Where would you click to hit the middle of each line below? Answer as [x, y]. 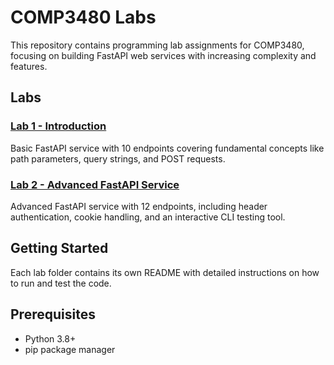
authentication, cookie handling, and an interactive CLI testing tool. [148, 217]
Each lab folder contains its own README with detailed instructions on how [165, 272]
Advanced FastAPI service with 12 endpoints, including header [139, 206]
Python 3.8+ [50, 338]
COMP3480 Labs [83, 17]
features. [29, 66]
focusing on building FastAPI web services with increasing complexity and [163, 55]
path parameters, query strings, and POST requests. [118, 158]
